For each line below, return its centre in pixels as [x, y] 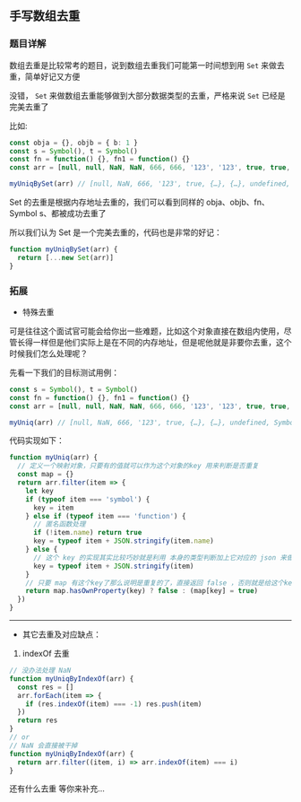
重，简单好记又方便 [45, 76]
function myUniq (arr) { [54, 458]
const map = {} [46, 475]
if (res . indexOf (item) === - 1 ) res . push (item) [114, 704]
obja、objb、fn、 [238, 202]
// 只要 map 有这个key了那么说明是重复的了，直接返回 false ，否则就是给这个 [155, 583]
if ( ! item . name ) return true [87, 533]
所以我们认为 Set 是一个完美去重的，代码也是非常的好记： [116, 232]
